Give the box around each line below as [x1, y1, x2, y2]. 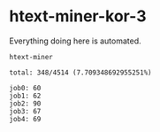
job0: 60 [9, 83, 42, 92]
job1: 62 [9, 91, 42, 100]
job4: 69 [9, 114, 42, 123]
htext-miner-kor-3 [9, 6, 147, 27]
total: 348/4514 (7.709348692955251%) [9, 68, 152, 77]
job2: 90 [9, 99, 42, 108]
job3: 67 [9, 106, 42, 116]
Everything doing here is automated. [9, 35, 141, 46]
